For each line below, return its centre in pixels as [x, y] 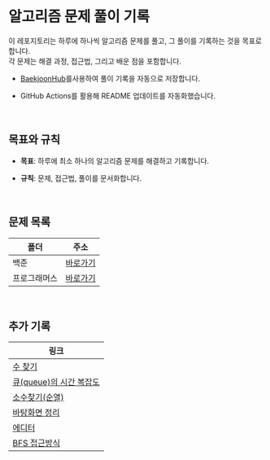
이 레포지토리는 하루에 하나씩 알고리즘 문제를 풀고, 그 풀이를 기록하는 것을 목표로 [135, 41]
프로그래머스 [35, 278]
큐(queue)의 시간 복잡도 [56, 382]
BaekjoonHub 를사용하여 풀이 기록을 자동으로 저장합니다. [110, 78]
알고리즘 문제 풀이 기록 [79, 17]
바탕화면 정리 [36, 413]
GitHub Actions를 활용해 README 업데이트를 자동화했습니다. [118, 95]
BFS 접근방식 [37, 443]
